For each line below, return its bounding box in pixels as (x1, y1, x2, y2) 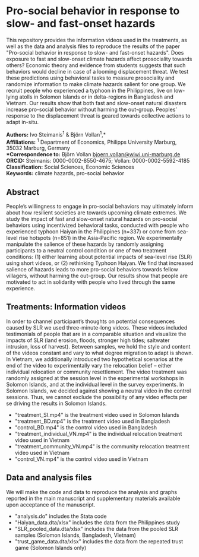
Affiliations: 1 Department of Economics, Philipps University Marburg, (6, 137, 177, 145)
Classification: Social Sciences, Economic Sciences (6, 163, 135, 170)
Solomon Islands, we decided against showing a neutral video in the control (6, 387, 191, 394)
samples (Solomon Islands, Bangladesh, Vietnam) (14, 531, 137, 539)
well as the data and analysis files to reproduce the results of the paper (6, 43, 180, 50)
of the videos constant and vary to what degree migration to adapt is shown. (6, 349, 194, 356)
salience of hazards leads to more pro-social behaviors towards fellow (6, 266, 178, 273)
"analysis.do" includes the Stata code (14, 512, 107, 520)
